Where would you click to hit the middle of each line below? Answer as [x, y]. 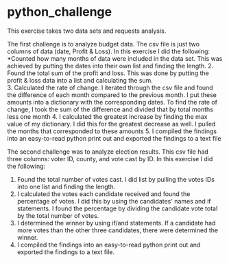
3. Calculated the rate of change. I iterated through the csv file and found [110, 87]
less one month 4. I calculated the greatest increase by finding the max [107, 116]
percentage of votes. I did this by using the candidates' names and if [114, 201]
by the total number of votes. [58, 215]
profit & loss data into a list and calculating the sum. [80, 80]
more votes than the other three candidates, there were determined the [117, 230]
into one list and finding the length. [66, 186]
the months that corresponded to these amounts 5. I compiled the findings [112, 131]
